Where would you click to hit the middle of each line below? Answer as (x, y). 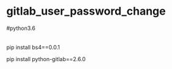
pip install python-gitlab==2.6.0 (46, 59)
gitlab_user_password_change (86, 11)
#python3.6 (21, 28)
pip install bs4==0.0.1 (33, 47)
